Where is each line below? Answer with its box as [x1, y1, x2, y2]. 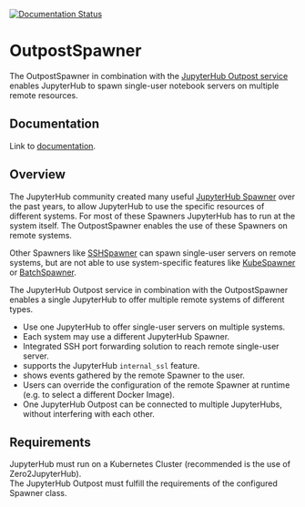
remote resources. [9, 89, 79, 100]
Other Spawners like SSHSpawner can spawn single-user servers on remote [9, 247, 297, 259]
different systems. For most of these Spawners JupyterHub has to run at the [9, 210, 296, 221]
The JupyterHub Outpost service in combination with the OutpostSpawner [9, 284, 289, 295]
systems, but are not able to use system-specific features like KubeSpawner [9, 257, 296, 268]
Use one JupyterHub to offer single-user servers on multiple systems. [22, 321, 286, 332]
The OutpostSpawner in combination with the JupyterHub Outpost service [9, 70, 289, 81]
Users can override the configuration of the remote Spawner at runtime [22, 379, 290, 390]
